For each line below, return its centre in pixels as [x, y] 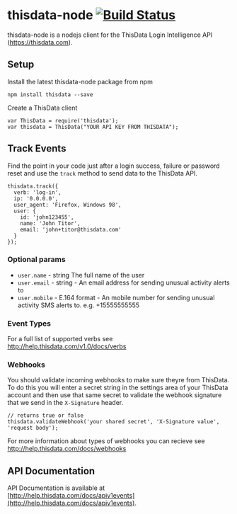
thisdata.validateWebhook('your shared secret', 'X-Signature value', [114, 422]
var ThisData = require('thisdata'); [63, 120]
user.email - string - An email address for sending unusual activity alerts [123, 282]
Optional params [36, 260]
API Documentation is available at [56, 488]
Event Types [29, 324]
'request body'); [33, 428]
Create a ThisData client [42, 108]
